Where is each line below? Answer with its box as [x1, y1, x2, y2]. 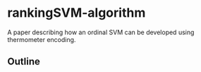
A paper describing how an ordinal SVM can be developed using [7, 28, 195, 36]
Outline [7, 56, 40, 68]
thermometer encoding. [7, 35, 76, 43]
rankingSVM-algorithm [7, 5, 146, 21]
